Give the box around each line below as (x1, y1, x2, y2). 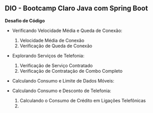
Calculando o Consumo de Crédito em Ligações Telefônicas (19, 97, 146, 103)
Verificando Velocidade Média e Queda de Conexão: (12, 27, 123, 34)
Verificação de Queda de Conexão (19, 43, 92, 49)
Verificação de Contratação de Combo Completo (19, 68, 123, 74)
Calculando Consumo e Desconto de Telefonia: (12, 88, 112, 94)
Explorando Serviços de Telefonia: (12, 52, 85, 59)
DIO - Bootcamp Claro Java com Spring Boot (5, 4, 148, 13)
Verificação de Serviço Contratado (19, 62, 93, 68)
